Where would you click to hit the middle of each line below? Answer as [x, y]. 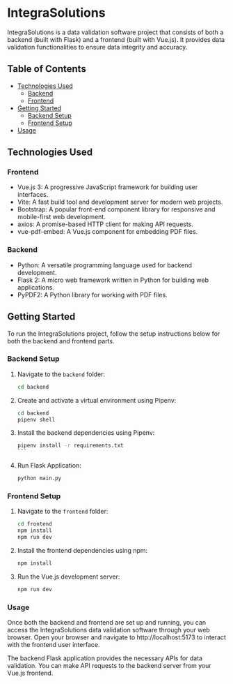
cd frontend [34, 524]
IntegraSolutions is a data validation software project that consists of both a [115, 32]
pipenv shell [36, 419]
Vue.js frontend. [30, 673]
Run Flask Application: [49, 466]
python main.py [39, 478]
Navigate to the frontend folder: [63, 512]
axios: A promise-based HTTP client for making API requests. [105, 224]
